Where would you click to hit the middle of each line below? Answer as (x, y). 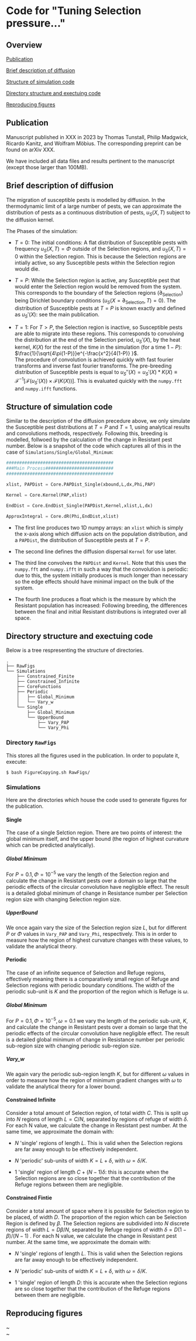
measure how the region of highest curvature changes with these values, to (97, 940)
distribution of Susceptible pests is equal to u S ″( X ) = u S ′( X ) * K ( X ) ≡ (96, 373)
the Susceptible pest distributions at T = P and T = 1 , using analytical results (98, 427)
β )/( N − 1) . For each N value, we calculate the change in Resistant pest (92, 1236)
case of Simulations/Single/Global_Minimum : (60, 452)
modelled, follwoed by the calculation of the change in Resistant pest (89, 440)
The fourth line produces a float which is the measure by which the (95, 599)
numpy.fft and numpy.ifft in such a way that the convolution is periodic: (102, 569)
